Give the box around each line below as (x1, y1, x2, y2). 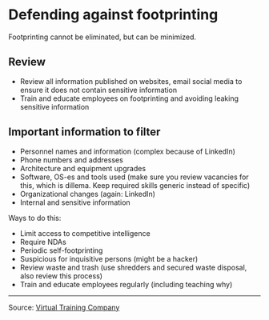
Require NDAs (19, 237, 66, 246)
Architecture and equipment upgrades (19, 163, 147, 173)
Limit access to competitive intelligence (19, 228, 151, 238)
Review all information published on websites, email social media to (19, 76, 243, 86)
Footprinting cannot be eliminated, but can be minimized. (8, 32, 196, 42)
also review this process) (19, 270, 102, 281)
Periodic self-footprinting (19, 246, 103, 255)
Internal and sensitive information (19, 198, 130, 207)
